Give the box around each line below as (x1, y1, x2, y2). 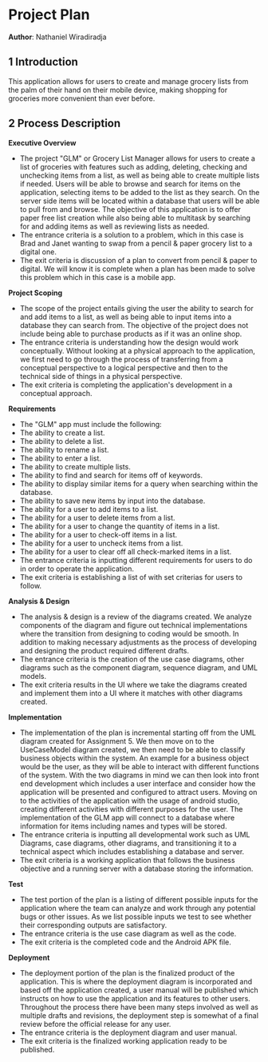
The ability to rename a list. (19, 445, 109, 454)
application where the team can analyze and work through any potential (19, 903, 256, 912)
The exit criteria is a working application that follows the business (19, 855, 235, 864)
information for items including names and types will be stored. (19, 821, 227, 831)
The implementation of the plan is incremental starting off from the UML (19, 728, 257, 737)
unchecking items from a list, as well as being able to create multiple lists (19, 170, 260, 180)
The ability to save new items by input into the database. (19, 496, 206, 505)
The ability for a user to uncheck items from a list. (19, 538, 183, 548)
